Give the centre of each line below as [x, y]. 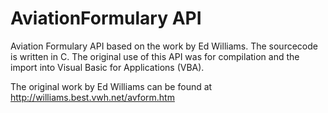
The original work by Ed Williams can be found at [111, 86]
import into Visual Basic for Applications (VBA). [107, 67]
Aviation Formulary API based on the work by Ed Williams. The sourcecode [164, 46]
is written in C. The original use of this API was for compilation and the [155, 56]
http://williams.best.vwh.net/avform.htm [92, 97]
